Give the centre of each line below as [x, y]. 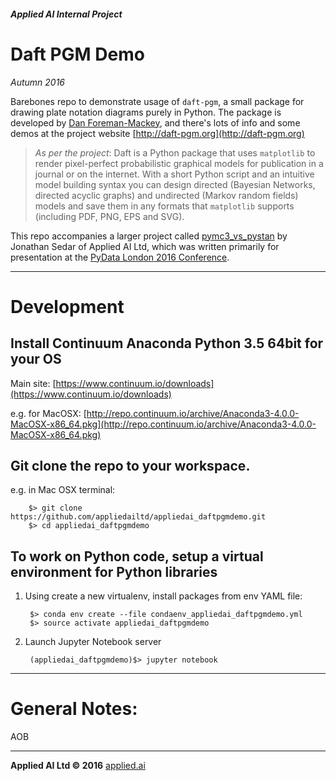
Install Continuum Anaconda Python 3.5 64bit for [167, 343]
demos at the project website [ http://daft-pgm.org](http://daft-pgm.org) [157, 133]
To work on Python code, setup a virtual [137, 556]
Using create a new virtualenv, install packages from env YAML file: [163, 596]
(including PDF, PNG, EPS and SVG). [109, 216]
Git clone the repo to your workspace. [130, 465]
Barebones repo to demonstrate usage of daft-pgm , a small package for [157, 101]
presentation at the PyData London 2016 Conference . [120, 257]
